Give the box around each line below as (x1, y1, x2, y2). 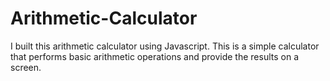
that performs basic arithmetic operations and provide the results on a (10, 50, 300, 62)
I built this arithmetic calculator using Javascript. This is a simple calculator (10, 40, 320, 52)
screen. (10, 61, 42, 73)
